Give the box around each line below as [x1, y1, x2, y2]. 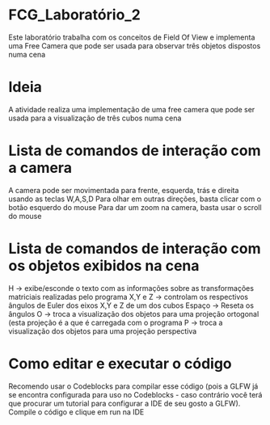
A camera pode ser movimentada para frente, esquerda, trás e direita [8, 185, 239, 195]
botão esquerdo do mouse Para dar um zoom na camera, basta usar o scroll [8, 202, 262, 212]
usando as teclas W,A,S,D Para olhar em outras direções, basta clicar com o [8, 194, 261, 204]
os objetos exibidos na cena [8, 257, 200, 275]
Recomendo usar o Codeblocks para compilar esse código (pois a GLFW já [8, 381, 259, 391]
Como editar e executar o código [8, 354, 232, 372]
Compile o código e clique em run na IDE [8, 406, 145, 417]
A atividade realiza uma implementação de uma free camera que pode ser [8, 104, 255, 114]
